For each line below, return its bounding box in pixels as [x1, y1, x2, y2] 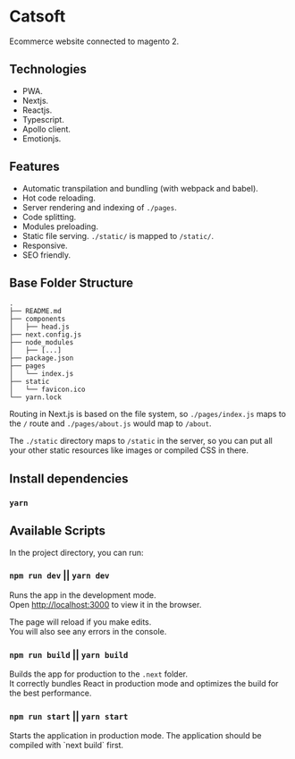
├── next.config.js [9, 330, 82, 339]
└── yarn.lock [9, 393, 63, 402]
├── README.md [9, 307, 63, 316]
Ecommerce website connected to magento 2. [9, 36, 180, 47]
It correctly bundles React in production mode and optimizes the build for [9, 678, 279, 689]
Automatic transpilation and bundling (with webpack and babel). [21, 183, 259, 193]
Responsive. [21, 240, 68, 251]
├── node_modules [9, 338, 74, 347]
